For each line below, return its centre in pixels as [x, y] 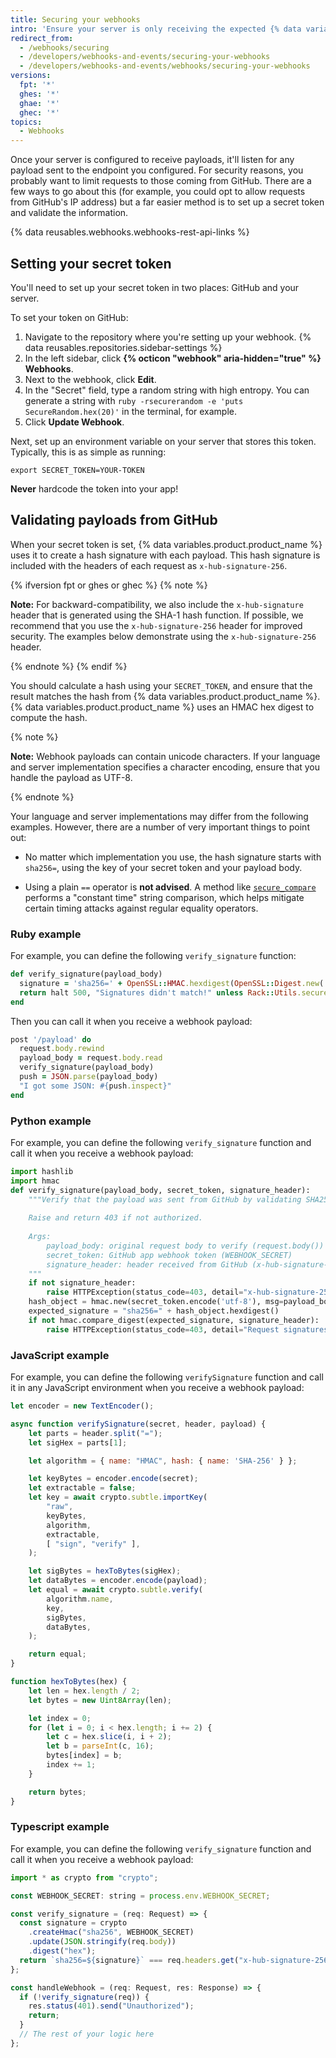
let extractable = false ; [82, 1488]
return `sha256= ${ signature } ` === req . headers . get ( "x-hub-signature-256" [176, 1960]
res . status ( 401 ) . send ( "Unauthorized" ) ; [111, 2006]
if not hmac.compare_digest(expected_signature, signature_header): [174, 1320]
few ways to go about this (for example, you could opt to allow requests [158, 192]
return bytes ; [57, 1792]
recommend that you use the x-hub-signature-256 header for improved [156, 625]
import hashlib [42, 1171]
